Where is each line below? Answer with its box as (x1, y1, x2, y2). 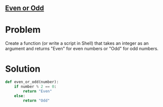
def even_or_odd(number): (5, 80, 59, 85)
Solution (5, 63, 41, 74)
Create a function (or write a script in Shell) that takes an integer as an (5, 40, 149, 46)
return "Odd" (23, 98, 50, 103)
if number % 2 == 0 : (14, 84, 57, 89)
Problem (5, 24, 41, 35)
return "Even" (23, 89, 52, 94)
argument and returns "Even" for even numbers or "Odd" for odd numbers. (5, 46, 159, 52)
